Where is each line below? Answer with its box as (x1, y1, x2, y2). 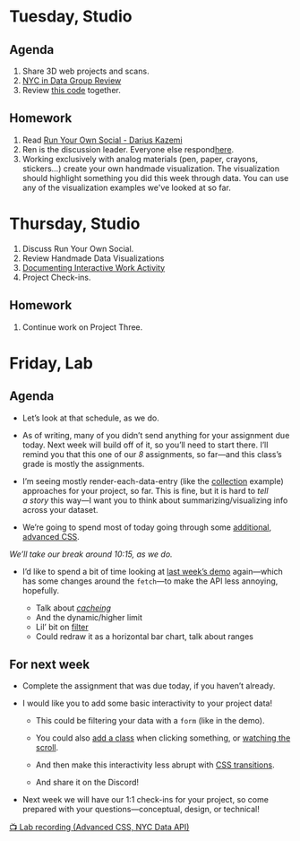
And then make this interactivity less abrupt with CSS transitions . (35, 759, 275, 770)
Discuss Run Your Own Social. (21, 243, 134, 254)
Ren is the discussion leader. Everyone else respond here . (21, 143, 235, 154)
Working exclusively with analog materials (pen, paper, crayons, (21, 153, 258, 164)
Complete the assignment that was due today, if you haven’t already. (21, 681, 276, 691)
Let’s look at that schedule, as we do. (21, 412, 159, 423)
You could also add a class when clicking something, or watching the (35, 733, 291, 743)
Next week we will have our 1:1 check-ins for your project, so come (21, 794, 269, 805)
